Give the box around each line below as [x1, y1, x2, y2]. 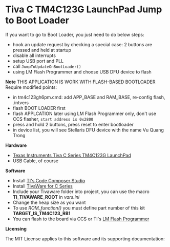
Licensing [5, 225, 27, 232]
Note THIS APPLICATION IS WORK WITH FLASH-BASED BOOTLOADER [5, 79, 156, 85]
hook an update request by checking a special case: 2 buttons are [12, 41, 153, 47]
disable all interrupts [12, 52, 56, 59]
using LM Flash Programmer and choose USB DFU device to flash [12, 68, 152, 75]
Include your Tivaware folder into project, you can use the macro [12, 188, 150, 195]
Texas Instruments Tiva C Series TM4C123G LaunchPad [12, 152, 132, 158]
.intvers [12, 99, 29, 106]
